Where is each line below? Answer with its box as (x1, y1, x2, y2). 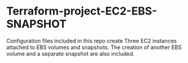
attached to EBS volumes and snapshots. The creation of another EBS (6, 44, 182, 51)
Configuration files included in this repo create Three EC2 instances (6, 37, 177, 44)
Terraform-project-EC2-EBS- (6, 4, 157, 18)
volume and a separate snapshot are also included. (6, 50, 135, 57)
